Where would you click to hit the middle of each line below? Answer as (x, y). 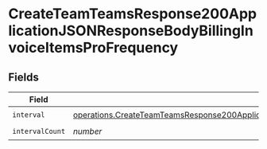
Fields (24, 77)
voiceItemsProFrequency (93, 48)
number (87, 131)
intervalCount (39, 131)
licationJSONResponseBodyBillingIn (131, 31)
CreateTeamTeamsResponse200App (132, 14)
